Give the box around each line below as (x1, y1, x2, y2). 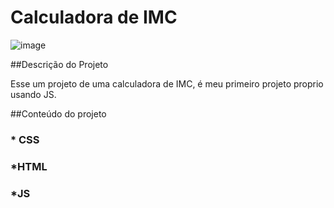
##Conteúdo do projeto (10, 107, 107, 120)
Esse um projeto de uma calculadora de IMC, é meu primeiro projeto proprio (10, 77, 324, 90)
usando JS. (10, 88, 57, 100)
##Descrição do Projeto (10, 58, 109, 70)
